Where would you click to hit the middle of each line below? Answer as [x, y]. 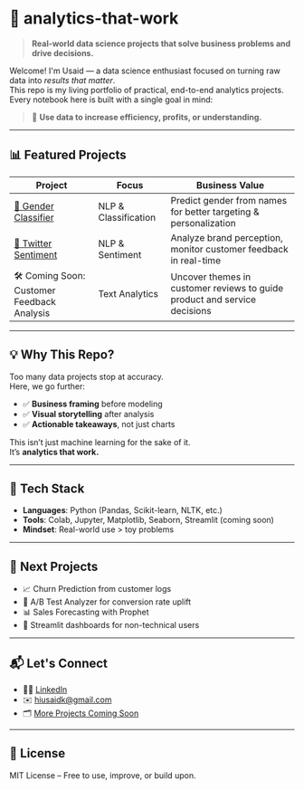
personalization [204, 223]
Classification [127, 217]
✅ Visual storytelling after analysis [88, 414]
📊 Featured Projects [68, 155]
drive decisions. [62, 52]
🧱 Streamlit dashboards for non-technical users [111, 625]
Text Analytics [128, 294]
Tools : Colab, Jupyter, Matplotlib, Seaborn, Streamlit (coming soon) [148, 520]
